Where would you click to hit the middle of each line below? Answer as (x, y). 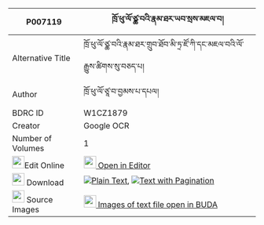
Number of (32, 138)
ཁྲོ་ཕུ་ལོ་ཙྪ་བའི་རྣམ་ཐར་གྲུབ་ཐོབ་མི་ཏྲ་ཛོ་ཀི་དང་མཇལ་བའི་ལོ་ (164, 44)
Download (45, 182)
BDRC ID (28, 113)
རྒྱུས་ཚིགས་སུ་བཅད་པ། (114, 66)
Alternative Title (41, 58)
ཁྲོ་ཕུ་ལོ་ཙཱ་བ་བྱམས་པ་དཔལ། (121, 91)
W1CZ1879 (106, 113)
